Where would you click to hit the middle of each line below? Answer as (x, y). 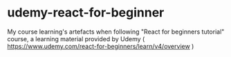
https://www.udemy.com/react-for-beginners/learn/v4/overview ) (101, 46)
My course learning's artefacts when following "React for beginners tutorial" (116, 32)
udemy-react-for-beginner (86, 13)
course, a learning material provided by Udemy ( (76, 38)
